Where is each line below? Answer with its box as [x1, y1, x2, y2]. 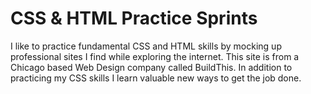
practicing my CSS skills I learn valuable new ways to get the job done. [10, 72, 302, 84]
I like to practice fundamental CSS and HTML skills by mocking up [10, 40, 282, 52]
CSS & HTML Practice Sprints [10, 7, 258, 30]
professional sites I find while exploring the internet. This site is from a [10, 50, 300, 62]
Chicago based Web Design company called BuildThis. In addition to [10, 61, 293, 73]
